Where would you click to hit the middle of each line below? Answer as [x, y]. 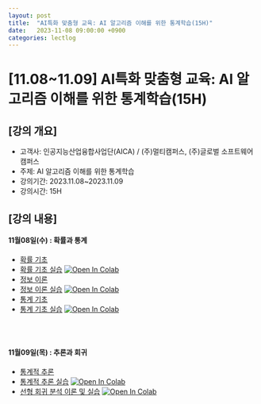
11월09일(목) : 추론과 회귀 [48, 352]
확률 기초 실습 [41, 269]
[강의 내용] [33, 219]
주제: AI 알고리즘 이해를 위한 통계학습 [77, 171]
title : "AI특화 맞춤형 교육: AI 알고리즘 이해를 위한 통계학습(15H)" [111, 23]
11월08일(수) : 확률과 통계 [48, 240]
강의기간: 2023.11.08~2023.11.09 [71, 181]
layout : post [30, 15]
